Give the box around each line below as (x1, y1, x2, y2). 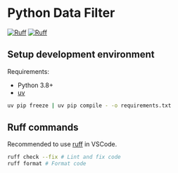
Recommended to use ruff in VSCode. (7, 140, 117, 148)
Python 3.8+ (17, 81, 54, 89)
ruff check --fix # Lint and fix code (7, 153, 121, 161)
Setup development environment (7, 49, 155, 60)
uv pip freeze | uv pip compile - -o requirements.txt (7, 102, 172, 109)
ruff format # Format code (7, 160, 87, 167)
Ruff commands (7, 122, 79, 134)
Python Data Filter (7, 5, 115, 21)
